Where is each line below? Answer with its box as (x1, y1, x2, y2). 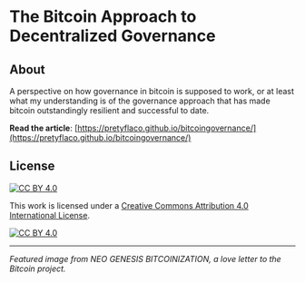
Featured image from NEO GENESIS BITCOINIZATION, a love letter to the (9, 253, 281, 264)
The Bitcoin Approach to (9, 6, 197, 27)
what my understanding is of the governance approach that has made (9, 95, 271, 106)
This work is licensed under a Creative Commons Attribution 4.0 (9, 200, 250, 210)
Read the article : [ (9, 122, 78, 133)
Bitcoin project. (9, 263, 66, 274)
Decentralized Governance (9, 25, 216, 46)
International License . (9, 210, 91, 220)
